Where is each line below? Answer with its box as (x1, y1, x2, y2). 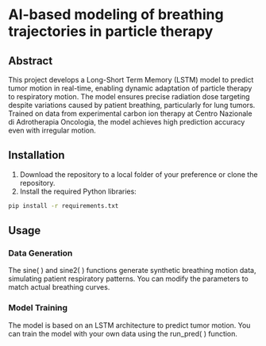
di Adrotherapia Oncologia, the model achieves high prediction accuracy (8, 117, 245, 126)
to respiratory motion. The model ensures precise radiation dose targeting (8, 92, 250, 101)
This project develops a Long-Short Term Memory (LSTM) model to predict (8, 75, 254, 84)
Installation (8, 148, 65, 162)
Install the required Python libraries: (19, 186, 137, 196)
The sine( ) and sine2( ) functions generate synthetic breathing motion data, (8, 266, 256, 275)
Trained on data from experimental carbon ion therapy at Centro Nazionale (8, 109, 253, 118)
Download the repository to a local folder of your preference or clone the (19, 169, 258, 179)
